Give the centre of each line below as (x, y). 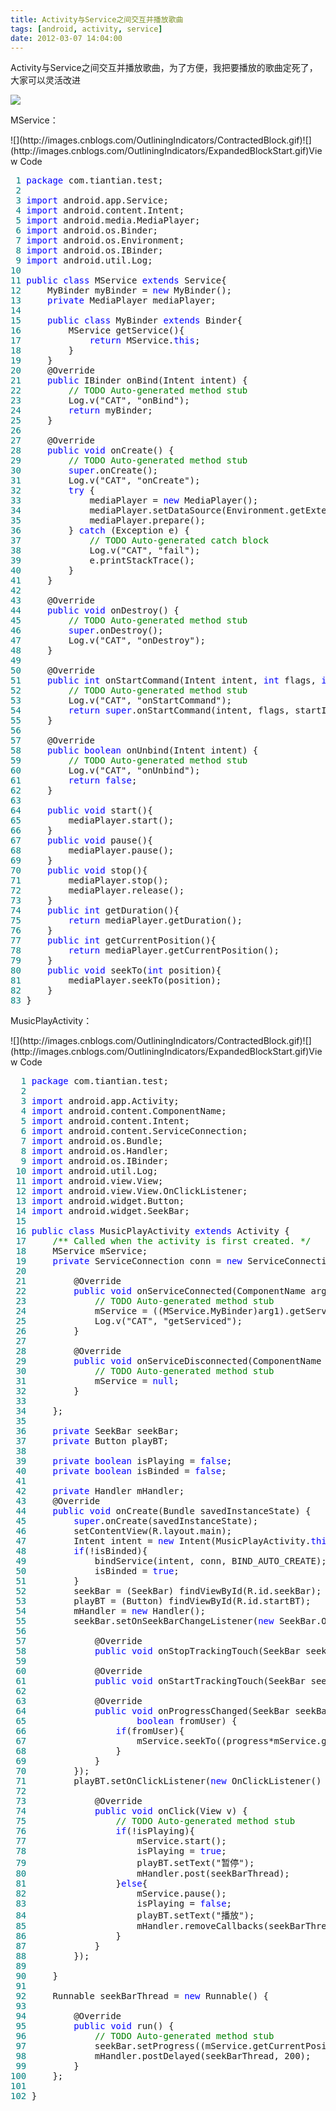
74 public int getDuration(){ (95, 910)
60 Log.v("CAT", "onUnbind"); (105, 770)
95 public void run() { (95, 2026)
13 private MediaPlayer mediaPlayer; (113, 300)
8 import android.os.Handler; (94, 1151)
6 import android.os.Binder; (87, 230)
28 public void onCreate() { (92, 450)
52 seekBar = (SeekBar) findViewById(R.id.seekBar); (168, 1591)
